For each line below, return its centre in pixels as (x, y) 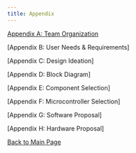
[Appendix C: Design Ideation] (51, 61)
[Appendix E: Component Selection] (59, 87)
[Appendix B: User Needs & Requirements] (68, 47)
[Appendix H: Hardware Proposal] (56, 128)
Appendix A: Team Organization (53, 34)
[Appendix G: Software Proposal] (55, 115)
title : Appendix (31, 14)
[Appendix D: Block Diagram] (49, 74)
